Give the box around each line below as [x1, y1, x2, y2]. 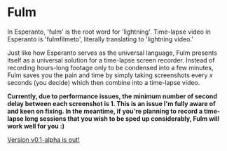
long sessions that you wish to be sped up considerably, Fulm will [25, 114, 219, 123]
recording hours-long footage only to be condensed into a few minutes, [7, 63, 214, 72]
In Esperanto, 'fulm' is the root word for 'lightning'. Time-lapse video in [7, 27, 212, 36]
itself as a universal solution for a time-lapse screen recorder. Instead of [7, 55, 215, 64]
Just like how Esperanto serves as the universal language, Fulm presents [7, 48, 217, 57]
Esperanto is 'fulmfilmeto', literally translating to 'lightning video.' [7, 34, 194, 43]
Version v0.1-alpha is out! [7, 135, 80, 144]
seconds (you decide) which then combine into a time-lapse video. [7, 78, 200, 86]
